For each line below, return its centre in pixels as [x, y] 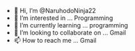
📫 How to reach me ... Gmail [55, 40]
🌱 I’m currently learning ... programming [71, 25]
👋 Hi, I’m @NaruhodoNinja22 [55, 11]
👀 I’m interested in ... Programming [63, 18]
